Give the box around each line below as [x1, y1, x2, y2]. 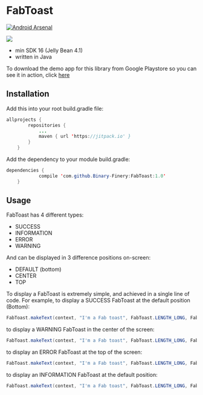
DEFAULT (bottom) [14, 266, 62, 273]
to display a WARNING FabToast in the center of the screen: [6, 326, 155, 333]
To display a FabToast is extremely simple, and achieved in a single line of [6, 290, 190, 298]
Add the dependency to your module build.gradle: [6, 155, 130, 163]
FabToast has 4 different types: [6, 211, 84, 218]
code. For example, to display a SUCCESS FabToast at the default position [6, 297, 190, 304]
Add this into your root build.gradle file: [6, 105, 104, 112]
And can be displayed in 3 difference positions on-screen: [6, 254, 151, 261]
